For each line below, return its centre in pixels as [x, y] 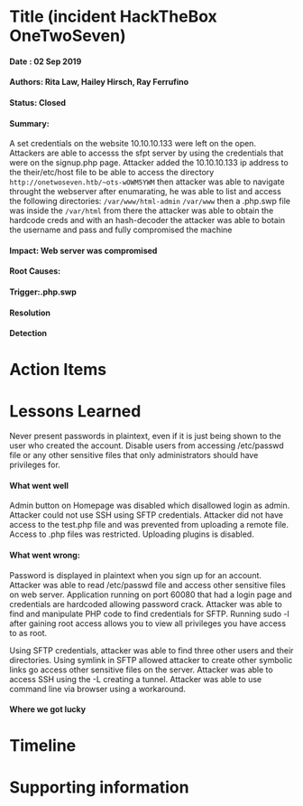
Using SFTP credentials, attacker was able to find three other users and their [151, 650]
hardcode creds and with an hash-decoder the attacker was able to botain [147, 220]
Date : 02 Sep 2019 [46, 61]
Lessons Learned [75, 411]
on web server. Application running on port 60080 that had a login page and [151, 595]
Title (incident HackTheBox [114, 17]
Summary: [29, 123]
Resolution [30, 313]
